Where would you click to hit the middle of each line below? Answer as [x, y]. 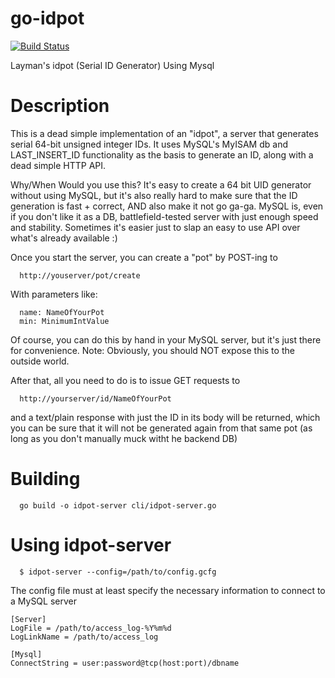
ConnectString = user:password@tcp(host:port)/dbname [125, 663]
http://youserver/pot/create [80, 275]
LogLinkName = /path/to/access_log [84, 637]
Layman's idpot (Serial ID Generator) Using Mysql [112, 65]
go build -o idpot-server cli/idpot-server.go [118, 505]
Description [60, 106]
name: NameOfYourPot [62, 312]
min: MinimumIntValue [64, 321]
